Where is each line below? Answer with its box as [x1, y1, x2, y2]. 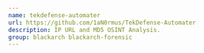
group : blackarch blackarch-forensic [8, 33, 133, 41]
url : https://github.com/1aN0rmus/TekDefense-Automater [8, 19, 196, 26]
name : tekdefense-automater [8, 11, 101, 19]
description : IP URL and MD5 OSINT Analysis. [8, 26, 161, 34]
